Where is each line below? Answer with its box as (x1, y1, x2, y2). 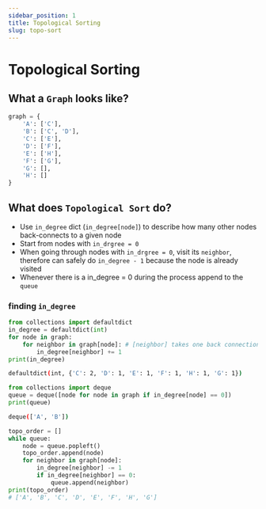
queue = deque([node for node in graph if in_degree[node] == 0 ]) (8, 391, 232, 400)
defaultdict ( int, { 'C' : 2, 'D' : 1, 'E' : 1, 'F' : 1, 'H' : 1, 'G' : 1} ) (8, 370, 243, 378)
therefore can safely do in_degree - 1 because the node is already (19, 255, 239, 265)
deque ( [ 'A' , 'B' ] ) (8, 412, 69, 420)
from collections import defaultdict (8, 318, 133, 327)
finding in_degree (8, 300, 76, 311)
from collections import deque (8, 384, 112, 392)
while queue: (8, 435, 51, 443)
